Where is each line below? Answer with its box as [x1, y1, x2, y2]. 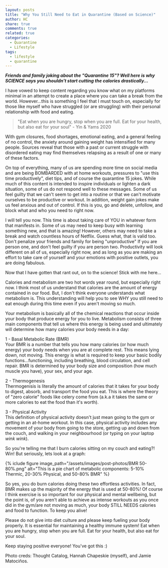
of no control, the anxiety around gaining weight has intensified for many [5, 139, 155, 145]
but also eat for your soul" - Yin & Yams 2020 [17, 124, 111, 130]
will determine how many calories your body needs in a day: [5, 326, 129, 332]
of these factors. [5, 155, 40, 161]
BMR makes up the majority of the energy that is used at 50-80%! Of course [5, 486, 163, 492]
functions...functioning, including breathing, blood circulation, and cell [5, 358, 150, 364]
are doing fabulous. [5, 260, 46, 266]
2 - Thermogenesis [5, 378, 45, 384]
